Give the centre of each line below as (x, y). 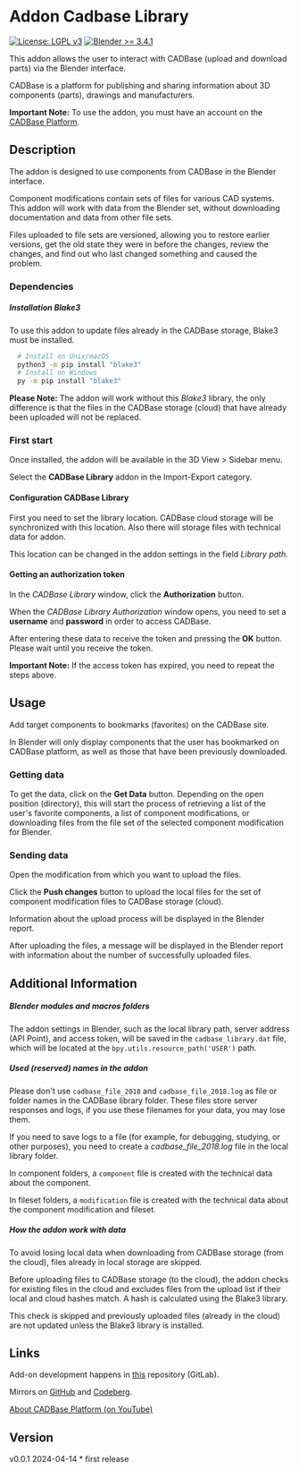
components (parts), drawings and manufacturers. (102, 95)
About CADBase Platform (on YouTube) (81, 1409)
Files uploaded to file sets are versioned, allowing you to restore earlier (140, 234)
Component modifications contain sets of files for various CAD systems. (142, 198)
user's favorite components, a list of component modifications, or (129, 812)
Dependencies (42, 286)
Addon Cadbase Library (99, 17)
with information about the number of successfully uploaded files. (130, 956)
